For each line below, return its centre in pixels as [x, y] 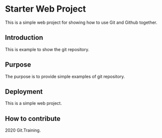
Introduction [24, 38]
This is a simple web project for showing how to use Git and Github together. [81, 22]
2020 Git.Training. [23, 130]
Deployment [24, 92]
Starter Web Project [45, 9]
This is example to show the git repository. [47, 49]
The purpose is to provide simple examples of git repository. [65, 76]
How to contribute [33, 118]
